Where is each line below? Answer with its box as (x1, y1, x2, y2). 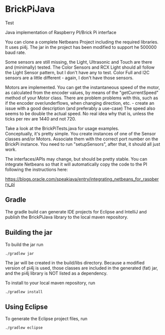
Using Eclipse (5, 302, 48, 311)
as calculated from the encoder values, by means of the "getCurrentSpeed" (5, 89, 159, 95)
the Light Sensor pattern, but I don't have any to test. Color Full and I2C (5, 69, 150, 75)
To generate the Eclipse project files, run (5, 316, 88, 322)
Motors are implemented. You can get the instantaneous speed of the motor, (5, 84, 160, 90)
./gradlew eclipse (5, 325, 43, 331)
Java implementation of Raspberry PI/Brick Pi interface (5, 29, 117, 35)
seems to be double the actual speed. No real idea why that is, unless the (5, 110, 154, 117)
